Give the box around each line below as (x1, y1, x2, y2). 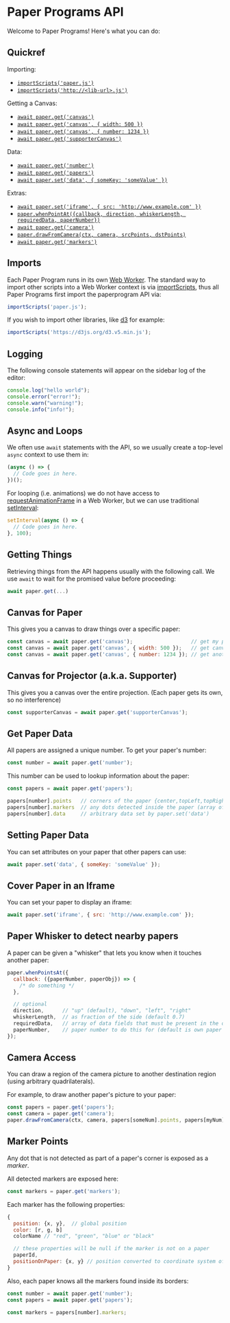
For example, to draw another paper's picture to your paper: (7, 1091, 177, 1099)
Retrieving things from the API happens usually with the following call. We (7, 567, 215, 575)
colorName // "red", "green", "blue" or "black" (13, 1233, 155, 1240)
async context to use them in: (7, 451, 89, 459)
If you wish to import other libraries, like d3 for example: (7, 315, 165, 324)
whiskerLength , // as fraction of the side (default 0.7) (13, 1014, 186, 1021)
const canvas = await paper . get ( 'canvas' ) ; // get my (7, 638, 219, 645)
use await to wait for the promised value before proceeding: (7, 575, 177, 583)
